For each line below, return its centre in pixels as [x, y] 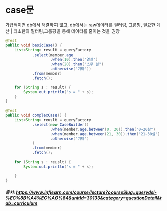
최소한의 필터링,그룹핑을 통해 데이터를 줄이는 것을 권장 [67, 31]
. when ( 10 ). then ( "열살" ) [74, 60]
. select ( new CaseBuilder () [61, 124]
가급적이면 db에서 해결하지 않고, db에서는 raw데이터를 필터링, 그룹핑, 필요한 [80, 25]
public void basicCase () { [34, 45]
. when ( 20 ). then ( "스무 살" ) [77, 64]
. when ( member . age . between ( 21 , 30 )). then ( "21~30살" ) [105, 134]
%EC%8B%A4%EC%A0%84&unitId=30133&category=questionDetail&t [84, 198]
